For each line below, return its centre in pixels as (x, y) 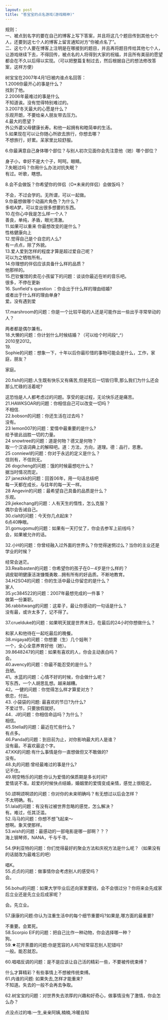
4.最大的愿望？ (20, 121)
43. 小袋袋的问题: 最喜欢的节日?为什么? (45, 702)
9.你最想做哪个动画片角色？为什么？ (42, 201)
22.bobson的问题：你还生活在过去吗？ (45, 416)
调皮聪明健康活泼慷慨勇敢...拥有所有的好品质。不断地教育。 (66, 574)
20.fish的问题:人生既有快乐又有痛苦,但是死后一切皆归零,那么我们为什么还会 (82, 380)
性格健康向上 (18, 232)
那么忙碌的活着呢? (24, 386)
